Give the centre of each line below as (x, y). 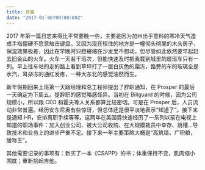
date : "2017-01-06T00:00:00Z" (45, 18)
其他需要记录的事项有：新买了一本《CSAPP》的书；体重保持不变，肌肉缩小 (101, 153)
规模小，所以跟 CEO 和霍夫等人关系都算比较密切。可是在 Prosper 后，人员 (100, 102)
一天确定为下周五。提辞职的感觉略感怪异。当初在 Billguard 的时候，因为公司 (102, 94)
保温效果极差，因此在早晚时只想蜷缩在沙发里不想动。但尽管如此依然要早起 (100, 51)
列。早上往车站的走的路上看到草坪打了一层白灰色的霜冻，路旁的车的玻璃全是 (103, 66)
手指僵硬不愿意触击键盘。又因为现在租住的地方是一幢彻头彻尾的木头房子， (105, 43)
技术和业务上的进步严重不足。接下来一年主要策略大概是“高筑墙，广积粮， (104, 132)
